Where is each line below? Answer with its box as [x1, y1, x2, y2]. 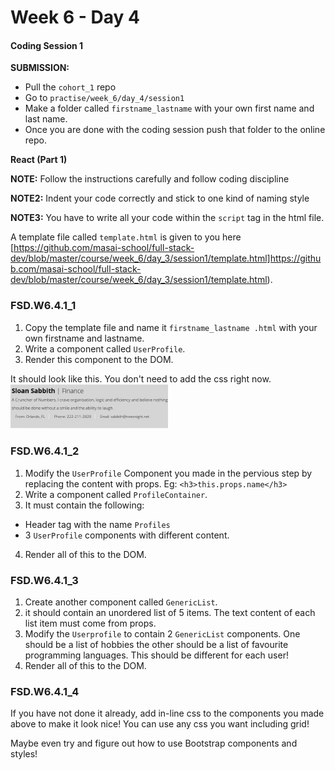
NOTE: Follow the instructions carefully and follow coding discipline [10, 173, 290, 185]
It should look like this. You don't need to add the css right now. [10, 372, 272, 385]
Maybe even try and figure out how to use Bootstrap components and [10, 737, 298, 750]
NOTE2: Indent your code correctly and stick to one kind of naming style [10, 192, 310, 205]
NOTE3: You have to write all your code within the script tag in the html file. [10, 212, 325, 224]
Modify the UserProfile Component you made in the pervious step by [24, 467, 313, 479]
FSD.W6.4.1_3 [10, 573, 79, 587]
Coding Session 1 [10, 39, 84, 51]
